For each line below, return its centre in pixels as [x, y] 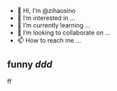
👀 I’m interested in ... [46, 18]
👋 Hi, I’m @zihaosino [46, 11]
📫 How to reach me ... [49, 40]
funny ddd [30, 64]
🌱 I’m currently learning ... [54, 25]
